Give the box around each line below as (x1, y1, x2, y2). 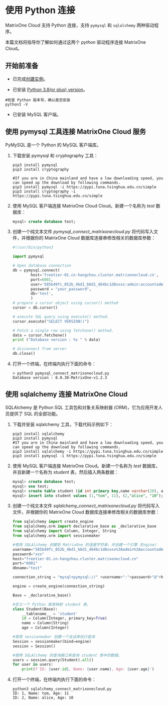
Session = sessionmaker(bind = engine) (12, 639, 92, 644)
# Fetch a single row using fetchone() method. (12, 328, 114, 333)
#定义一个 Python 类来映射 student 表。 (12, 601, 91, 607)
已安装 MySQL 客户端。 (12, 111, 61, 117)
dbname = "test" (12, 566, 42, 571)
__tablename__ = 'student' (22, 611, 78, 616)
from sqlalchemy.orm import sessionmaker (12, 533, 101, 538)
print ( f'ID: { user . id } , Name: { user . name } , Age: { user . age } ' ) (22, 667, 154, 672)
